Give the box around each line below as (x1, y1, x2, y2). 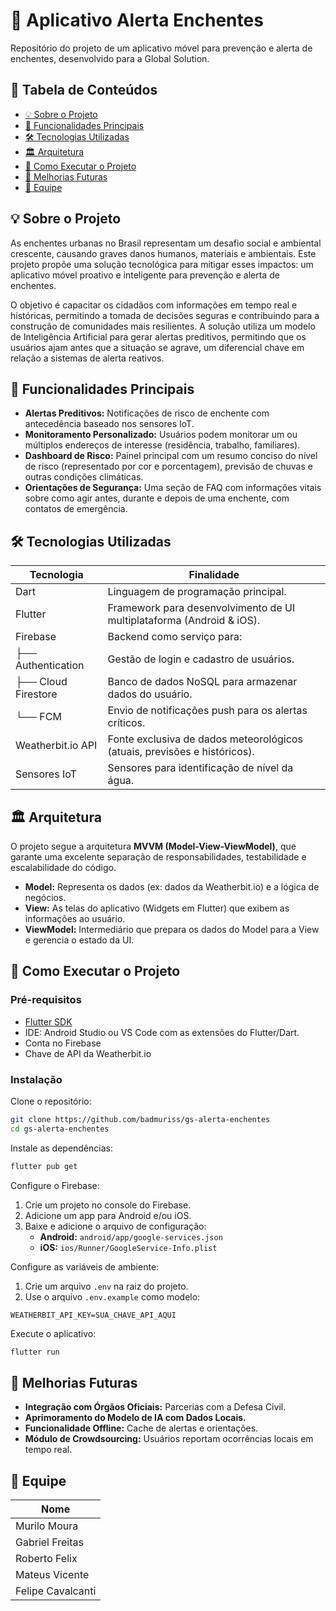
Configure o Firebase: (10, 1179, 100, 1191)
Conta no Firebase (24, 1037, 102, 1049)
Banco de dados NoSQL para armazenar (107, 675, 298, 689)
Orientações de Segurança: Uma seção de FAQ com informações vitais (24, 482, 322, 494)
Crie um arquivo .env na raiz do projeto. (24, 1280, 189, 1292)
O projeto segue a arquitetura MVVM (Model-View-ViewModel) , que (10, 840, 297, 852)
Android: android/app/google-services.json (39, 1230, 223, 1243)
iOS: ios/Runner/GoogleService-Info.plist (39, 1241, 218, 1253)
